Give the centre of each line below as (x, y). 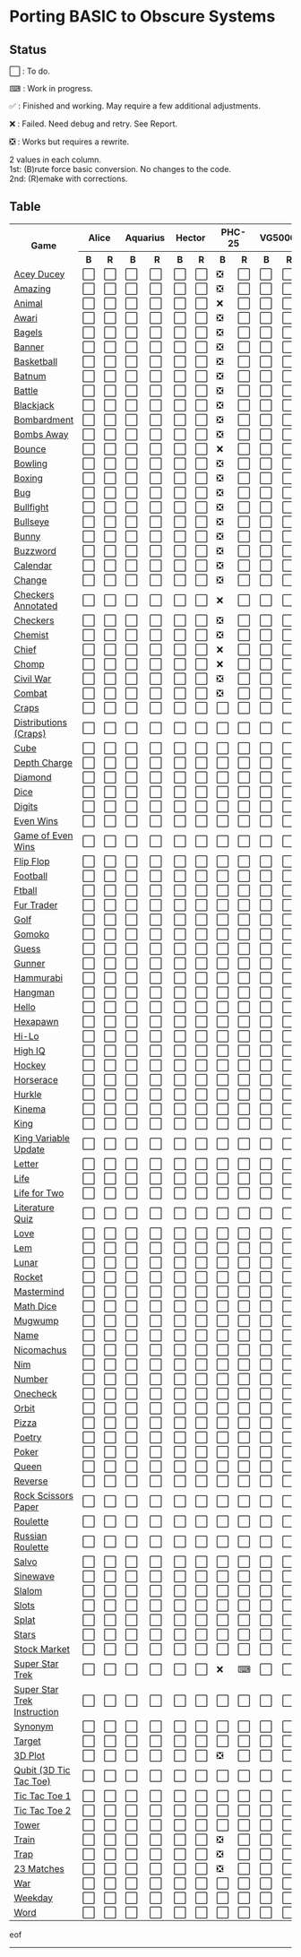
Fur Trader (36, 905)
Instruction (37, 1711)
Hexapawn (37, 1021)
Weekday (34, 1898)
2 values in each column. (55, 160)
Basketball (36, 361)
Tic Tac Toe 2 (43, 1810)
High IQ (30, 1051)
